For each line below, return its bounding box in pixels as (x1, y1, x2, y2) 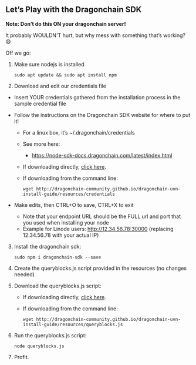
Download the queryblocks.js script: (13, 282, 102, 289)
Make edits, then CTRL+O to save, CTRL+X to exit (13, 201, 134, 208)
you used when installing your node (22, 219, 109, 226)
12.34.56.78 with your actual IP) (22, 232, 99, 239)
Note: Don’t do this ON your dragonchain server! (5, 20, 126, 27)
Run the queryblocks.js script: (13, 331, 87, 339)
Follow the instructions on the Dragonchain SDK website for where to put (13, 111, 191, 118)
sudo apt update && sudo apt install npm (13, 72, 117, 78)
